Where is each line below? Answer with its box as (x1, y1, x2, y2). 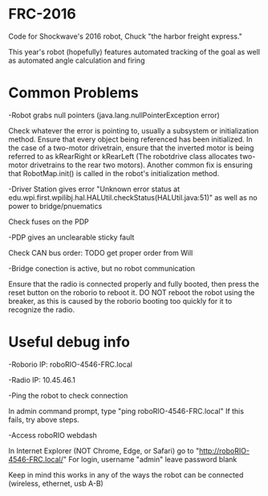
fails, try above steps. (8, 415, 80, 424)
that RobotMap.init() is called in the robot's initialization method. (8, 168, 220, 178)
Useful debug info (8, 333, 131, 351)
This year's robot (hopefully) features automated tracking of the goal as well (8, 47, 261, 56)
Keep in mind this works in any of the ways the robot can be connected (8, 469, 244, 479)
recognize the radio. (8, 305, 75, 314)
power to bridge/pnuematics (8, 201, 103, 211)
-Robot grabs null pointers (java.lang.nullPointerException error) (8, 110, 221, 120)
